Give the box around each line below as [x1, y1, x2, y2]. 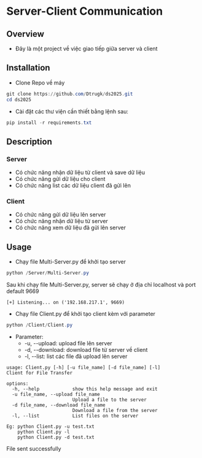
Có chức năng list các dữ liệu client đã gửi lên [15, 182, 131, 189]
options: [6, 380, 29, 387]
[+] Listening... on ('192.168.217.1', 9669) [6, 299, 125, 306]
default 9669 [6, 288, 39, 295]
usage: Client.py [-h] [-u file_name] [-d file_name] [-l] [6, 364, 161, 370]
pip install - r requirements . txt [6, 120, 92, 126]
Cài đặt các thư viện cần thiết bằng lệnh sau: [15, 107, 129, 115]
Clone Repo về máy [15, 78, 65, 86]
